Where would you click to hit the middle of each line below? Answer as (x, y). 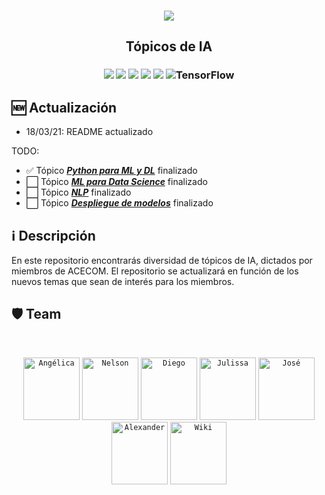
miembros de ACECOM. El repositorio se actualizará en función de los (155, 271)
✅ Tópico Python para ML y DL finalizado (111, 171)
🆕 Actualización (64, 107)
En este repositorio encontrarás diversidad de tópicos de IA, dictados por (162, 260)
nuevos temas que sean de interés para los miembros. (123, 281)
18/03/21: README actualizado (89, 132)
